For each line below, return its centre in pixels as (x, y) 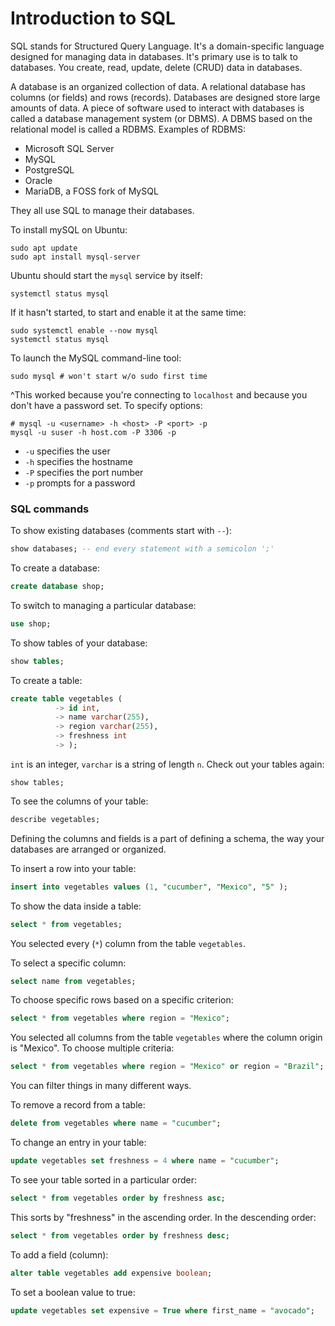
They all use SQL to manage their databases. (102, 210)
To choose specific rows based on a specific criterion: (122, 1000)
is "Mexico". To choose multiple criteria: (92, 1048)
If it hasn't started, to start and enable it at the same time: (128, 312)
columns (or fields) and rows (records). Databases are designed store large (165, 97)
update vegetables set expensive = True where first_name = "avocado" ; (162, 1310)
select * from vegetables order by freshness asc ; (118, 1198)
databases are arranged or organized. (88, 849)
